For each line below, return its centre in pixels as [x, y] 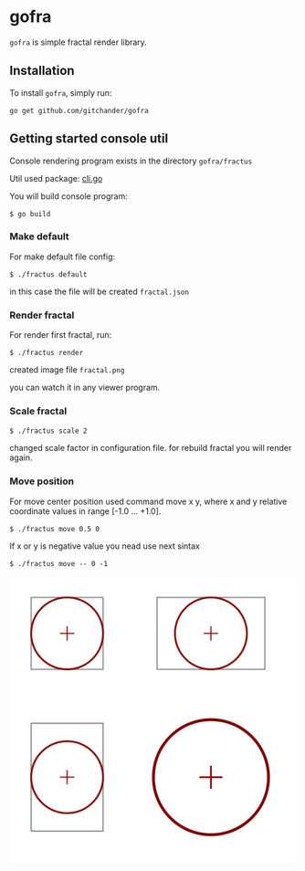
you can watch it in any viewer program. [85, 388]
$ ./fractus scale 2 [49, 431]
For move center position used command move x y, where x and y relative [148, 501]
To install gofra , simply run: [61, 92]
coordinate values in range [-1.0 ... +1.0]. [85, 511]
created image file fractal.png [67, 370]
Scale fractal [38, 411]
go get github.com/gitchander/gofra [79, 110]
